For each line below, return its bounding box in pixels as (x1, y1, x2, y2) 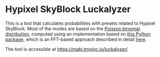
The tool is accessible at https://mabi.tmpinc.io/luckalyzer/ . (5, 46, 129, 52)
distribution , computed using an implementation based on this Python (5, 31, 151, 37)
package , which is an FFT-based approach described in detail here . (5, 36, 147, 42)
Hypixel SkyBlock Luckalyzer (5, 4, 131, 15)
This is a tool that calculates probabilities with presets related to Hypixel (5, 20, 156, 26)
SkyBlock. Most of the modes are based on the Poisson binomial (5, 25, 141, 31)
